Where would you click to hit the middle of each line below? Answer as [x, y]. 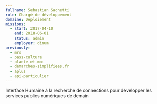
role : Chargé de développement [38, 15]
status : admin [29, 39]
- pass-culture [26, 57]
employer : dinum [32, 43]
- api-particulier [29, 76]
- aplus [18, 72]
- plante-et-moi [27, 62]
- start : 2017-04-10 [32, 29]
